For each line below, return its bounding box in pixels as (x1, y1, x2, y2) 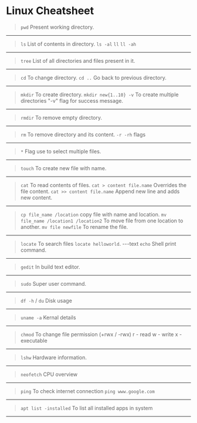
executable (20, 337, 48, 344)
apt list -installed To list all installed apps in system (20, 404, 153, 411)
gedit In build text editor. (20, 263, 80, 270)
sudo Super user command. (20, 280, 87, 287)
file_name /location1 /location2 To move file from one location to (20, 217, 184, 224)
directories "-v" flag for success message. (20, 97, 124, 104)
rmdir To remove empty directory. (20, 114, 103, 121)
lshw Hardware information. (20, 354, 87, 361)
